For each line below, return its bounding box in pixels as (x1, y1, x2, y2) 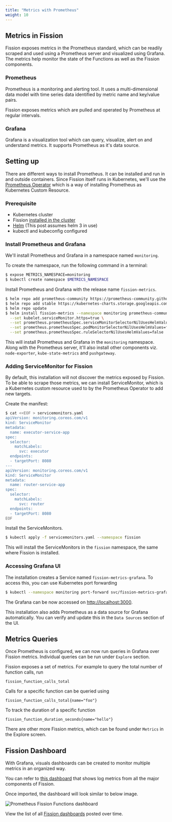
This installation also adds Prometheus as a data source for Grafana (5, 609, 148, 615)
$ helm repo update (5, 306, 47, 311)
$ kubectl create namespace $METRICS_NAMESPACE (5, 277, 109, 283)
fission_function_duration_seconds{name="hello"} (5, 717, 114, 722)
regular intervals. (5, 112, 41, 118)
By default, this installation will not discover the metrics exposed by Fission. (5, 375, 165, 381)
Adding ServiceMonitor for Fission (5, 363, 93, 370)
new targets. (5, 391, 32, 397)
